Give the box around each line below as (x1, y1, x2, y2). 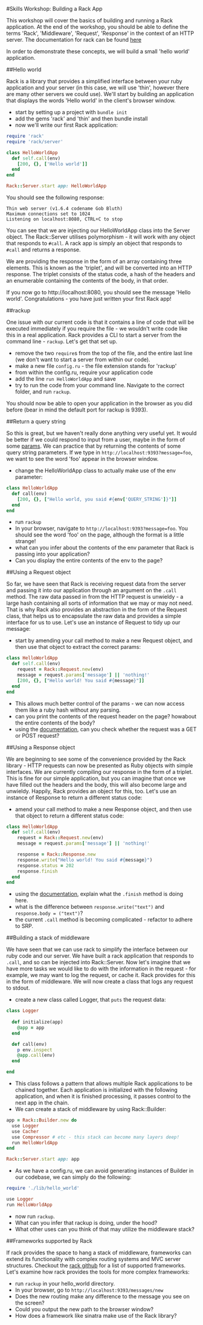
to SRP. (14, 923, 34, 930)
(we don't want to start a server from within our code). (14, 356, 150, 363)
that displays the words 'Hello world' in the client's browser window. (6, 97, 176, 104)
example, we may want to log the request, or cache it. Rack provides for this (6, 972, 196, 979)
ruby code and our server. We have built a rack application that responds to (6, 952, 195, 959)
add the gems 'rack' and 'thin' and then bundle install (14, 115, 148, 122)
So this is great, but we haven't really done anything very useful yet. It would (6, 430, 197, 437)
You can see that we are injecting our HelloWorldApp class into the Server (6, 227, 190, 234)
